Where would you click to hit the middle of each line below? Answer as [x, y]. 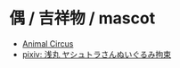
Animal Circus [48, 43]
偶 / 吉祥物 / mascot [82, 18]
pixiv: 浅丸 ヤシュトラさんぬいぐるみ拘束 [97, 54]
